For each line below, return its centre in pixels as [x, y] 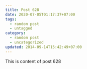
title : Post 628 [22, 10]
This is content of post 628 [33, 61]
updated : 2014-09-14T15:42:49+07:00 [43, 47]
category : [16, 33]
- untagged [21, 28]
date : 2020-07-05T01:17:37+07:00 [40, 14]
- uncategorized [27, 42]
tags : [11, 19]
